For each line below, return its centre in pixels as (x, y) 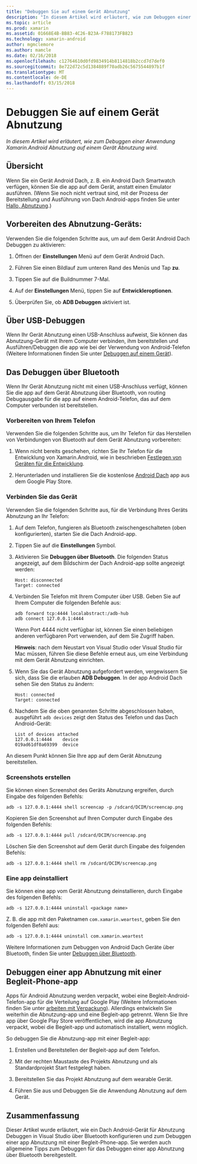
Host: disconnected (39, 580)
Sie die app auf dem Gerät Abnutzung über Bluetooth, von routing (86, 393)
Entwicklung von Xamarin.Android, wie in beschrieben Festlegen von (98, 457)
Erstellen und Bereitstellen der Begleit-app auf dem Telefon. (87, 1050)
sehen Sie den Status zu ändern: (54, 684)
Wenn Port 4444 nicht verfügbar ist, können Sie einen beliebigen (93, 629)
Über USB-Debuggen (46, 320)
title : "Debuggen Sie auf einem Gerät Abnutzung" (68, 12)
